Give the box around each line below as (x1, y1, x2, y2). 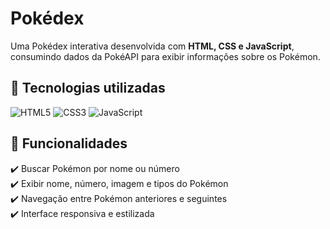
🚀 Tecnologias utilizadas (10, 80, 166, 97)
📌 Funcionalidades (10, 135, 128, 152)
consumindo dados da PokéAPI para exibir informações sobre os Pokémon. (10, 50, 321, 62)
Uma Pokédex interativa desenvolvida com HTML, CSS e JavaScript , (10, 40, 295, 52)
